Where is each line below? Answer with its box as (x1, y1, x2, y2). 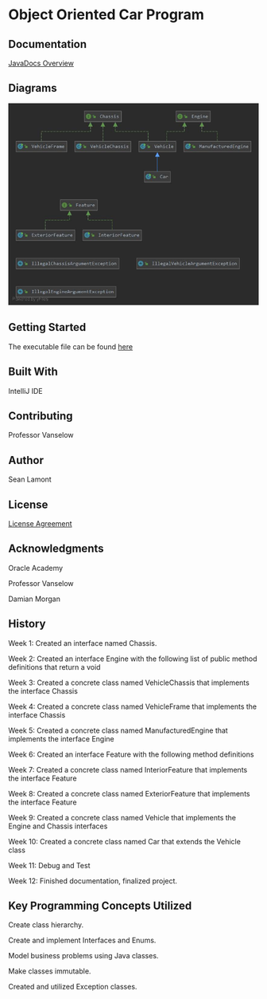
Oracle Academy (8, 563, 64, 572)
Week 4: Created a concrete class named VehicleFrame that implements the (8, 702, 257, 711)
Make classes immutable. (8, 966, 91, 976)
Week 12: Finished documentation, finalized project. (8, 875, 177, 886)
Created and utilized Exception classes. (8, 982, 137, 992)
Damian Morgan (8, 594, 61, 604)
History (8, 617, 46, 631)
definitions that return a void (8, 662, 101, 671)
